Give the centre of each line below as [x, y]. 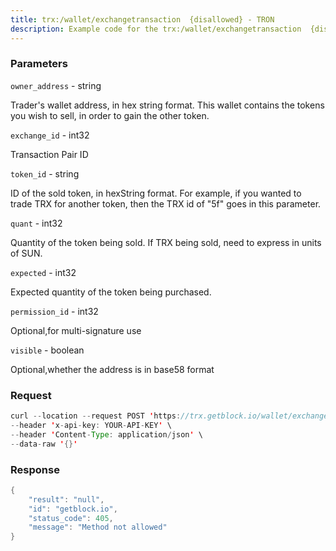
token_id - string [45, 173]
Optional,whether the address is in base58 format [112, 369]
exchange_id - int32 [50, 135]
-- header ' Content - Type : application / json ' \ [106, 434]
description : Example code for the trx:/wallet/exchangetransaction [156, 29]
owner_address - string [56, 85]
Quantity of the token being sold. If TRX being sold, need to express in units [166, 242]
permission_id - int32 [54, 311]
